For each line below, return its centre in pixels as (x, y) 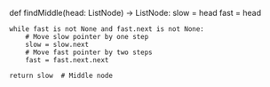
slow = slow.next (57, 44)
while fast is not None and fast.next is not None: (107, 29)
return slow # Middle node (61, 75)
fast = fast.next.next (67, 60)
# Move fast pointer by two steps (89, 52)
